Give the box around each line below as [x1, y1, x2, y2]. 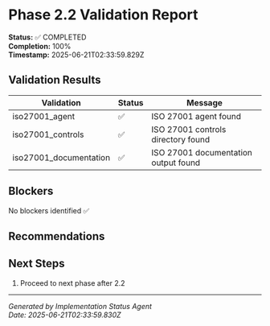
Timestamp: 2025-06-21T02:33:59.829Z [8, 50, 145, 60]
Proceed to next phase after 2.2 [19, 278, 126, 287]
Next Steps [8, 257, 65, 270]
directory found [151, 134, 211, 145]
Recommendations [8, 229, 105, 243]
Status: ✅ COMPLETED [8, 32, 87, 42]
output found [151, 157, 201, 168]
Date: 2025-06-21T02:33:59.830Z [8, 310, 122, 320]
